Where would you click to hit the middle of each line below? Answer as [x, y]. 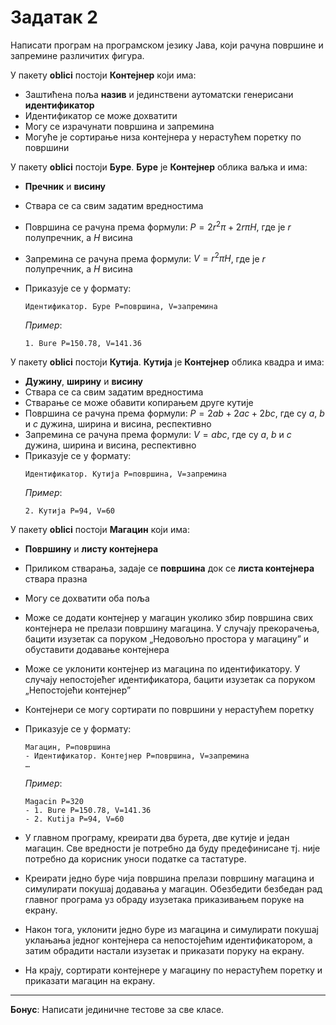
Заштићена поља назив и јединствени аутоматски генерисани [159, 94]
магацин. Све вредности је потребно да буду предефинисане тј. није [172, 848]
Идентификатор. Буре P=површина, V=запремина [121, 307]
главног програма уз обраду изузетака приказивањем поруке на [164, 900]
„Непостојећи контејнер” [78, 690]
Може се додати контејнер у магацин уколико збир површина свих [169, 618]
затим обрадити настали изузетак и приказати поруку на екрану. [164, 951]
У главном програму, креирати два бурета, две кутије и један [157, 838]
